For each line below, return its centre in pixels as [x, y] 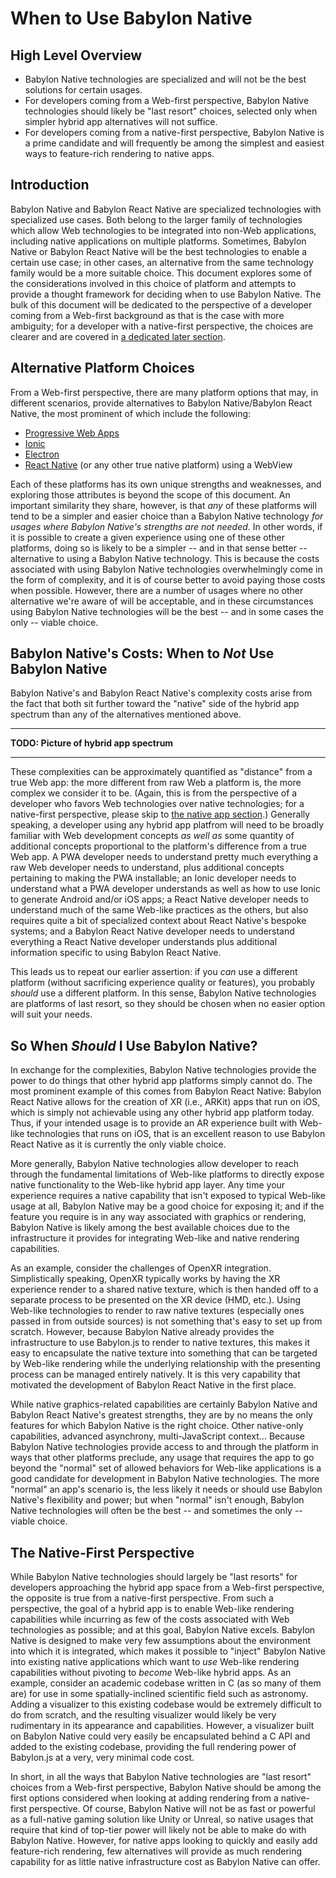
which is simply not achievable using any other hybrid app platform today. [162, 1113]
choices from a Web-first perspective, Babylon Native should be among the [166, 1788]
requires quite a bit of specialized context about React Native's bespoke [158, 921]
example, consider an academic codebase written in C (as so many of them [166, 1683]
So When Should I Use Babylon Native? [134, 1045]
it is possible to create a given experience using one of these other [147, 537]
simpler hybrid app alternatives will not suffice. [121, 121]
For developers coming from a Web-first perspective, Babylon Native [167, 100]
